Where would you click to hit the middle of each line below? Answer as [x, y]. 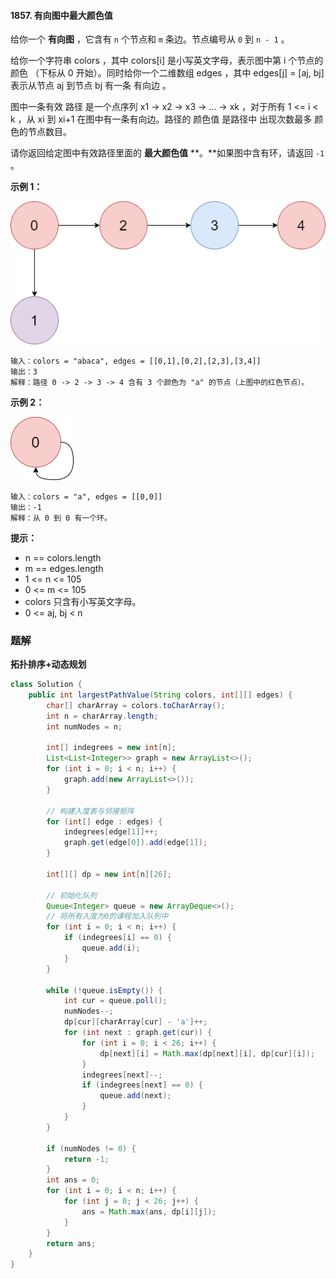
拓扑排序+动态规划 [48, 664]
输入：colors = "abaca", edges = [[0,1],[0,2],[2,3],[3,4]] [136, 361]
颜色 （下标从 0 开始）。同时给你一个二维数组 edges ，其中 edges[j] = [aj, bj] [167, 73]
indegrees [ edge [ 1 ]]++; [111, 832]
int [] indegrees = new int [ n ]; [111, 748]
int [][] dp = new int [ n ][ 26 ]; [109, 874]
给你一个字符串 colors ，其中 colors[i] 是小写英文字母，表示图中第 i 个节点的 [167, 61]
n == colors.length [63, 557]
